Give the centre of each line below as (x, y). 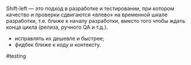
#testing (16, 56)
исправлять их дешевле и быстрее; (59, 38)
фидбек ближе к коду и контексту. (58, 45)
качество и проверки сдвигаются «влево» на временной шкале (87, 15)
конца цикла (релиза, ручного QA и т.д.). (57, 27)
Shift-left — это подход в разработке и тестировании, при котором (90, 8)
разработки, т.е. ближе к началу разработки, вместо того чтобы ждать (96, 21)
